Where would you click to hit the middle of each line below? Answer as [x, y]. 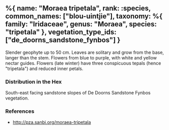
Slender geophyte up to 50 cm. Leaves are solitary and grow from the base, [85, 52]
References [20, 111]
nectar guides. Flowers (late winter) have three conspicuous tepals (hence [83, 63]
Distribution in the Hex [34, 82]
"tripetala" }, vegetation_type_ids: [61, 32]
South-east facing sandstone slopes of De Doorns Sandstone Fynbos [78, 93]
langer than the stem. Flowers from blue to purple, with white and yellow [81, 57]
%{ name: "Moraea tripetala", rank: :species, [78, 8]
